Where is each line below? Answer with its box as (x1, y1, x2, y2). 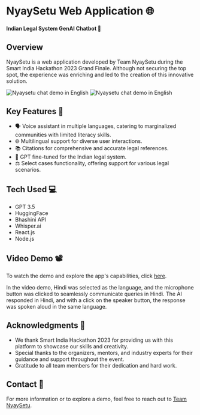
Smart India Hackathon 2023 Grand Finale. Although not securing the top (6, 64, 187, 71)
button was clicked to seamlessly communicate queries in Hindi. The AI (6, 290, 183, 298)
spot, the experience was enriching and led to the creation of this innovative (6, 71, 194, 78)
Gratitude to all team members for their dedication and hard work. (14, 362, 177, 369)
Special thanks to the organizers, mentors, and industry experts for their (14, 349, 193, 356)
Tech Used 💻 (6, 184, 57, 195)
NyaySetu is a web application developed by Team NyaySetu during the (6, 58, 183, 65)
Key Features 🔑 (6, 106, 64, 117)
